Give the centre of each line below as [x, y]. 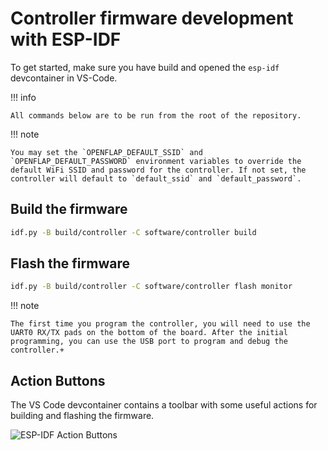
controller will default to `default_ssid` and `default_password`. [156, 178]
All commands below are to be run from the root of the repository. [156, 115]
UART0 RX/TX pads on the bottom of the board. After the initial [149, 333]
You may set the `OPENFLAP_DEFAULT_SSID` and [106, 152]
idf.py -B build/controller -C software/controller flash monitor [151, 287]
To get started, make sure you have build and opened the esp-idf [145, 67]
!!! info [23, 97]
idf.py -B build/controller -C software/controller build [133, 232]
